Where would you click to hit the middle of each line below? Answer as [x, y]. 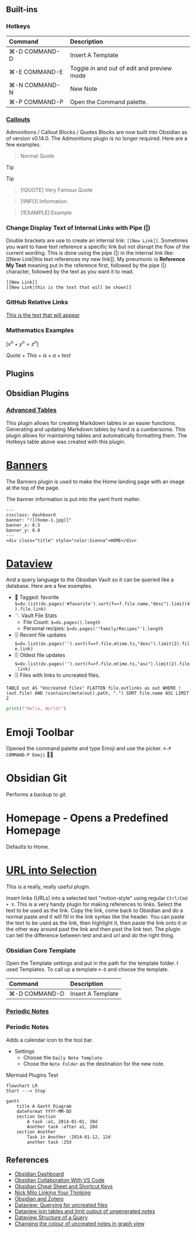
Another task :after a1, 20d [62, 1126]
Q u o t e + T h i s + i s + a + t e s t [38, 355]
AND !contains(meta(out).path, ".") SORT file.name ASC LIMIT [112, 693]
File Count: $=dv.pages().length [62, 622]
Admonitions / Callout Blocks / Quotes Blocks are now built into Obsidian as [97, 132]
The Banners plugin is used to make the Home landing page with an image [95, 481]
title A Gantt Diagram [44, 1106]
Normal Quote [37, 156]
